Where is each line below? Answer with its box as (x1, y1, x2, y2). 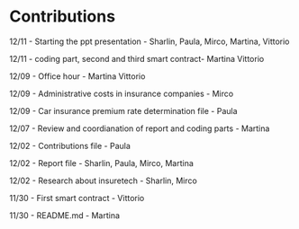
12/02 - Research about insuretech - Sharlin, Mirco (9, 175, 198, 186)
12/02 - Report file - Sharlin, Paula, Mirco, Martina (9, 157, 194, 168)
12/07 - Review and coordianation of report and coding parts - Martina (9, 123, 270, 134)
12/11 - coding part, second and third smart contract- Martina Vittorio (9, 53, 265, 64)
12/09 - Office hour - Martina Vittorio (9, 70, 146, 82)
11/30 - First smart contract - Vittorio (9, 192, 145, 203)
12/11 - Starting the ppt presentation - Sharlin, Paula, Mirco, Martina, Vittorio (9, 36, 290, 47)
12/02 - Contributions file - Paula (9, 140, 131, 151)
